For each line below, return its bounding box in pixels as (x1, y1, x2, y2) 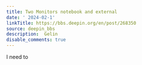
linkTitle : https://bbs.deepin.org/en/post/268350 (6, 20, 137, 26)
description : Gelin (6, 31, 59, 37)
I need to (6, 54, 28, 60)
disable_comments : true (6, 37, 66, 43)
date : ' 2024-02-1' (6, 14, 56, 20)
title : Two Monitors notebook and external (6, 8, 118, 15)
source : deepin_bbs (6, 25, 56, 32)
